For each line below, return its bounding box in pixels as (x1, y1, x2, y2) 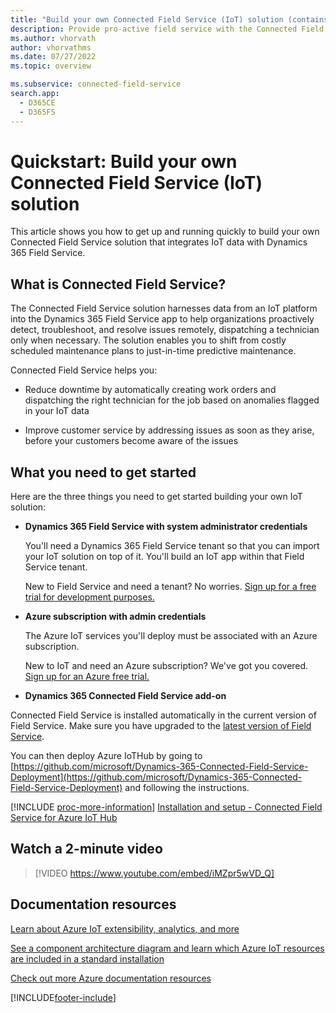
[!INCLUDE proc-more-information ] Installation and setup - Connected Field (10, 801, 323, 813)
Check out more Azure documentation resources (10, 972, 212, 984)
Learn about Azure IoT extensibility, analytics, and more (10, 922, 240, 935)
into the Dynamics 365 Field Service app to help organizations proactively (10, 313, 315, 325)
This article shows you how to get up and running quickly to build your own (10, 226, 320, 238)
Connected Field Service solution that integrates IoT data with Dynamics (10, 236, 308, 248)
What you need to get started (10, 464, 197, 481)
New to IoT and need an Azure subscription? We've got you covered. (24, 660, 309, 672)
